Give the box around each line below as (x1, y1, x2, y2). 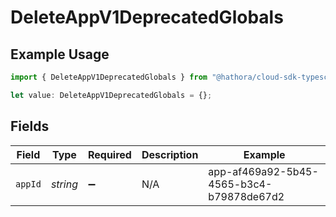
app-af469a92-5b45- (208, 164, 319, 178)
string (50, 177, 78, 191)
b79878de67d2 (208, 189, 285, 203)
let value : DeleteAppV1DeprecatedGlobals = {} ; (10, 90, 213, 100)
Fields (10, 118, 50, 135)
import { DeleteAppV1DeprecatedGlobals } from (10, 72, 208, 82)
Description (141, 147, 199, 161)
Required (87, 147, 132, 161)
